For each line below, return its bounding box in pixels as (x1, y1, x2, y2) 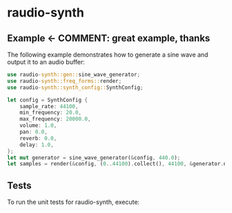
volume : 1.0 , (19, 122, 57, 129)
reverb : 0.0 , (19, 134, 57, 142)
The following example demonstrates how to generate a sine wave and (7, 50, 209, 59)
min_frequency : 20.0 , (19, 109, 81, 116)
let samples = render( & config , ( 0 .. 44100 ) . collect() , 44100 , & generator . (7, 161, 224, 168)
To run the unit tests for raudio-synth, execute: (7, 198, 140, 206)
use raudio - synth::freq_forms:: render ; (7, 77, 122, 84)
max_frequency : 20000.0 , (19, 116, 91, 123)
